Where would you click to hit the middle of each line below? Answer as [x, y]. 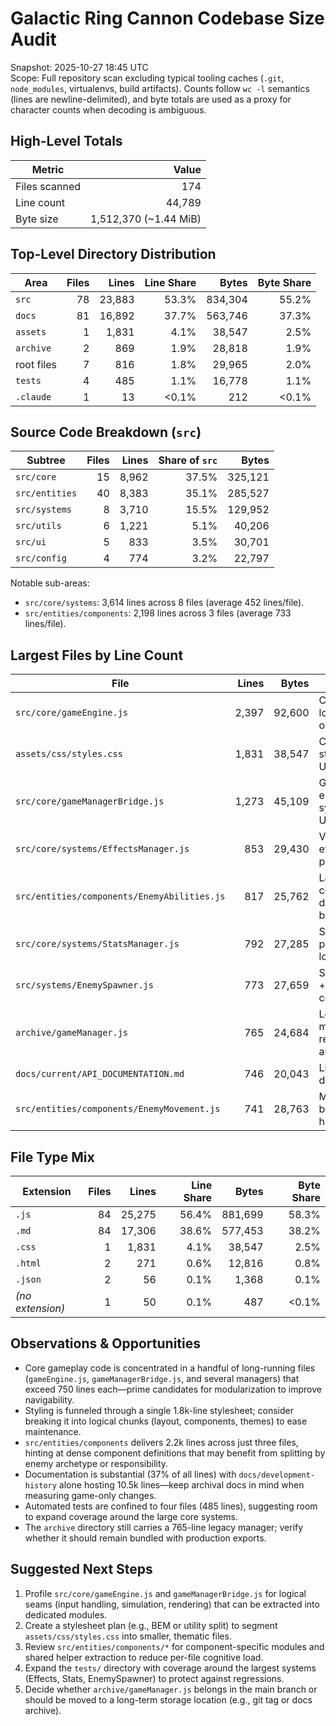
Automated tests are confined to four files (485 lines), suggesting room [171, 1506]
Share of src [188, 460]
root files [36, 364]
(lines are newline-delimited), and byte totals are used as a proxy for [151, 99]
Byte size [37, 219]
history [40, 1485]
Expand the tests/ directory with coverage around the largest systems [170, 1668]
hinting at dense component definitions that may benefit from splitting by [175, 1453]
